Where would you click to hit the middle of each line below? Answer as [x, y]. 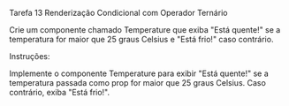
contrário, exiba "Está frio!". [60, 92]
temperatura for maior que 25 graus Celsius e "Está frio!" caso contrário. [141, 39]
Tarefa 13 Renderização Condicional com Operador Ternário [118, 13]
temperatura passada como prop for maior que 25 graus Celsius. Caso [138, 83]
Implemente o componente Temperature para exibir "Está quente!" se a [139, 73]
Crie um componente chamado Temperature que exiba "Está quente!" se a [145, 30]
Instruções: [30, 56]
